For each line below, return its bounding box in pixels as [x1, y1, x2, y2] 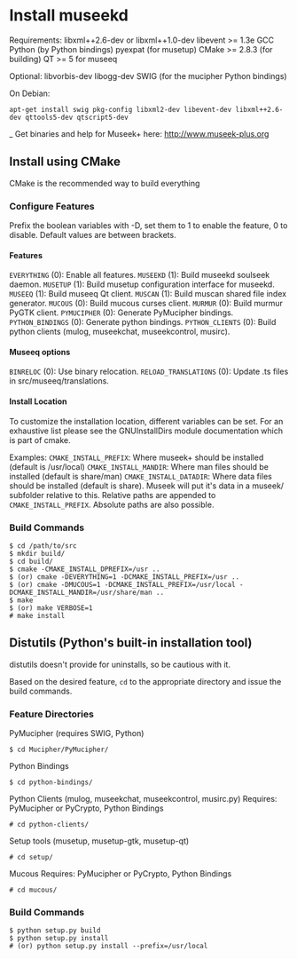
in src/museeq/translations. [9, 376, 109, 386]
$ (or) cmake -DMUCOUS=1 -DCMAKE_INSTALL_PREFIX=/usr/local [9, 580, 237, 589]
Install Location [9, 396, 67, 407]
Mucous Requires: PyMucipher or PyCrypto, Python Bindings [9, 868, 232, 879]
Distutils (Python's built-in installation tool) [9, 636, 253, 651]
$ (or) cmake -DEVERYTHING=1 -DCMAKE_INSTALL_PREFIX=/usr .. [9, 572, 240, 582]
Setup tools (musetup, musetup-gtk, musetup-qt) [9, 836, 190, 846]
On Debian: [9, 88, 51, 99]
